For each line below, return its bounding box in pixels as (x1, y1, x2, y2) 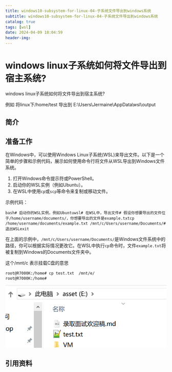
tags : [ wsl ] (5, 25, 31, 30)
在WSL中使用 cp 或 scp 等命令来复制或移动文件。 (12, 188, 111, 195)
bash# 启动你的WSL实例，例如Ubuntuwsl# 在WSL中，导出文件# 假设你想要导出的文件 (5, 211, 162, 216)
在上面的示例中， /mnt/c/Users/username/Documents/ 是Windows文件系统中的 (5, 236, 166, 243)
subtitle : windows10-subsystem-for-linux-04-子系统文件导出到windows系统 (5, 13, 158, 19)
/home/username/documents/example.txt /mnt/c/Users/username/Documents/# (5, 221, 166, 226)
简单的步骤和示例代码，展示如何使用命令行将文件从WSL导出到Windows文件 (5, 158, 165, 164)
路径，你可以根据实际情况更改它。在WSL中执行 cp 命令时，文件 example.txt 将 (5, 243, 166, 249)
